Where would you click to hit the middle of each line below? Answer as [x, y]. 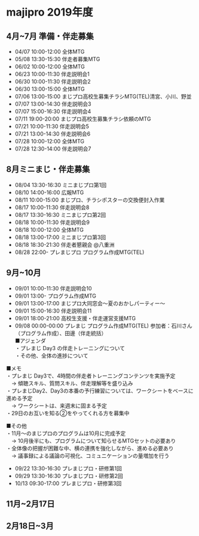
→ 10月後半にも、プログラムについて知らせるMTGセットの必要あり [94, 440]
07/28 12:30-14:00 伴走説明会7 [53, 149]
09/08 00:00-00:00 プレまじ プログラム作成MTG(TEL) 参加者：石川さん [103, 326]
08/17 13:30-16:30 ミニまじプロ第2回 [60, 215]
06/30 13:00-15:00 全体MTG [50, 89]
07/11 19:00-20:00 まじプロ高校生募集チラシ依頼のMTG [83, 119]
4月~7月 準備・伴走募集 [50, 36]
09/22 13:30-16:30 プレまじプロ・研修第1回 [68, 468]
